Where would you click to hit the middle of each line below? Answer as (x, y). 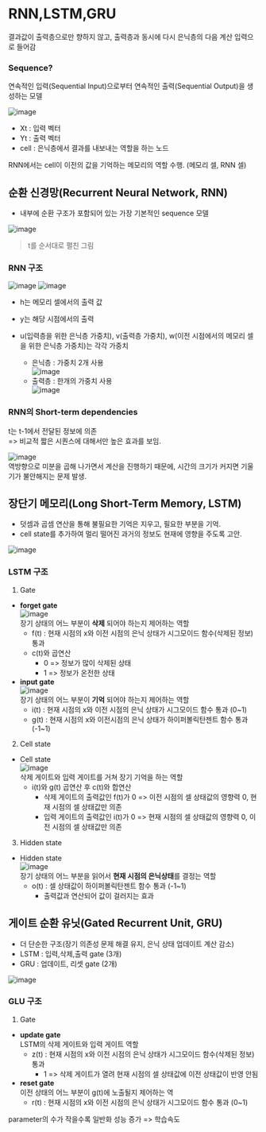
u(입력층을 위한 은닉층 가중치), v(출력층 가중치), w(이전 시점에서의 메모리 (133, 336)
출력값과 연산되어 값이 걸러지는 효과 (99, 895)
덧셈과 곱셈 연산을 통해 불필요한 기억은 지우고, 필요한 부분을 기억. (120, 524)
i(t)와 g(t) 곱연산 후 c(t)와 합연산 (81, 786)
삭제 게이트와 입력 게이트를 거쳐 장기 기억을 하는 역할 (101, 777)
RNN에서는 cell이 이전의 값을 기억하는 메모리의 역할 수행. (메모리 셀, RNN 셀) (127, 165)
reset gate (37, 1083)
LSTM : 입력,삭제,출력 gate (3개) (71, 953)
